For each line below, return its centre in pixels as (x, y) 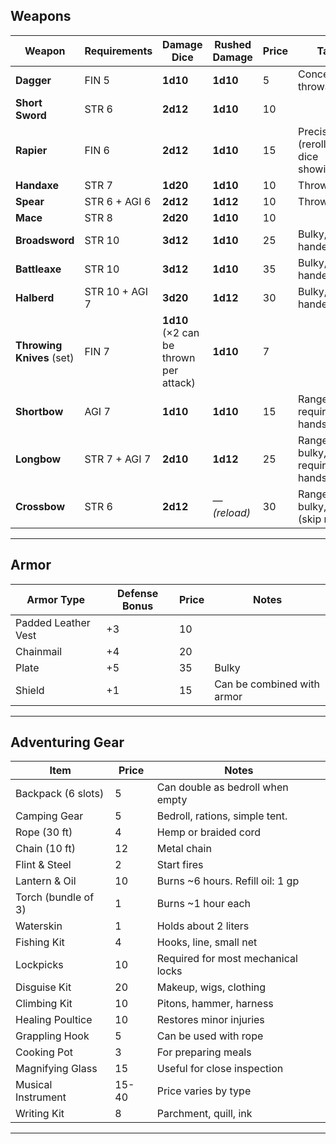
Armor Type (56, 599)
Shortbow (39, 411)
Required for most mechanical (227, 959)
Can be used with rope (210, 1036)
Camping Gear (49, 816)
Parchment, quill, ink (204, 1114)
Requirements (118, 51)
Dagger (33, 80)
